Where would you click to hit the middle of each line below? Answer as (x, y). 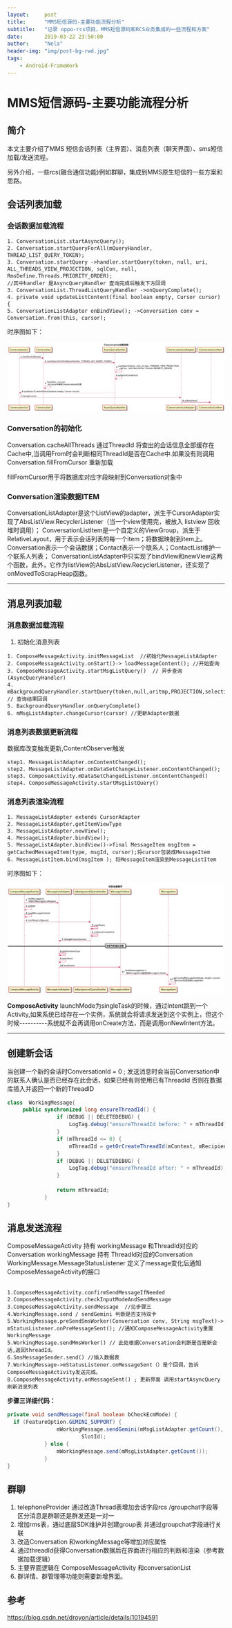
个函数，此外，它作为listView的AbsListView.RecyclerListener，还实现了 (109, 565)
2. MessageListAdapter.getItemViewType (65, 824)
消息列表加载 (35, 604)
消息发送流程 (35, 1228)
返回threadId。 (36, 1350)
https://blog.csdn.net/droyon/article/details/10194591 (83, 1618)
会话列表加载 (35, 205)
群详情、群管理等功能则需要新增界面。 (71, 1576)
